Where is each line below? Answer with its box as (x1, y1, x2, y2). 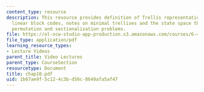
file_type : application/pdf (6, 37, 78, 43)
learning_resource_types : (6, 43, 72, 49)
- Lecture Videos (6, 48, 50, 54)
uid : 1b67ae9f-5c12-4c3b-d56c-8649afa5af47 (6, 76, 118, 82)
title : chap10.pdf (6, 71, 53, 77)
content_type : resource (6, 8, 67, 15)
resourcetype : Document (6, 65, 67, 71)
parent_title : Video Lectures (6, 54, 83, 60)
